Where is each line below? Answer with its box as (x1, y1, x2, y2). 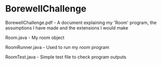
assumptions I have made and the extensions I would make (5, 24, 128, 30)
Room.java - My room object (5, 34, 65, 40)
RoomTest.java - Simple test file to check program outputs (5, 53, 127, 60)
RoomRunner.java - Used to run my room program (5, 44, 110, 50)
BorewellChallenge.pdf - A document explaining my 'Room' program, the (5, 19, 157, 25)
